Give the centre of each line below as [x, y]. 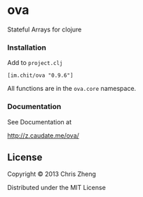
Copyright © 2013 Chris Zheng [52, 174]
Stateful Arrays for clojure [45, 29]
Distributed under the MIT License [57, 188]
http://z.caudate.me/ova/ [43, 136]
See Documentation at [40, 122]
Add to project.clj [35, 63]
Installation [27, 48]
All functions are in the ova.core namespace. [72, 89]
